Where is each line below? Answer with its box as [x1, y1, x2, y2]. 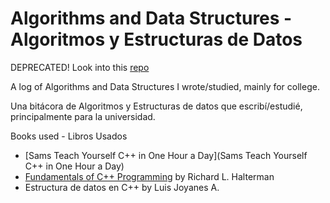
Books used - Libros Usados [10, 130, 128, 142]
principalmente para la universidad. [10, 110, 156, 122]
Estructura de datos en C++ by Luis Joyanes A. [24, 181, 220, 193]
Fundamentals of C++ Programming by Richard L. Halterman [24, 170, 275, 182]
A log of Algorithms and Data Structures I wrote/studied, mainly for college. [10, 80, 320, 92]
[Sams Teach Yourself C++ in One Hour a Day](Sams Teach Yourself [24, 149, 308, 161]
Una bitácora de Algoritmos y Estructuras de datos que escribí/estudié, [10, 100, 303, 112]
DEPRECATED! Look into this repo [10, 61, 150, 73]
